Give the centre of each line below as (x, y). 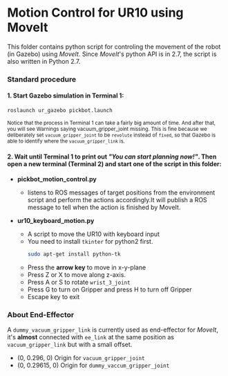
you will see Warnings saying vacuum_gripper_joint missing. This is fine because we (107, 129)
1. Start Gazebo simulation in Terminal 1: (66, 96)
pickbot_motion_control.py (57, 179)
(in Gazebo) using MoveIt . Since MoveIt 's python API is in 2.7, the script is (112, 54)
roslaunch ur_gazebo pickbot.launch (60, 111)
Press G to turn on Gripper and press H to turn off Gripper (110, 289)
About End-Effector (41, 314)
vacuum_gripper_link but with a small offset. (70, 345)
